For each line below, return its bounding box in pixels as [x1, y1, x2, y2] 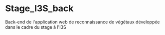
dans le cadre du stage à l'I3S [5, 24, 66, 30]
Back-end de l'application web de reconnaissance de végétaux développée [5, 19, 161, 25]
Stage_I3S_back [5, 3, 74, 14]
